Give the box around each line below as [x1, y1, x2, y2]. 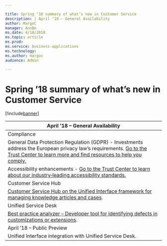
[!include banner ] [5, 110, 39, 117]
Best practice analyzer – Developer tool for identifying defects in [7, 210, 158, 217]
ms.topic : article [5, 35, 43, 40]
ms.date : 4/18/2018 [5, 30, 46, 35]
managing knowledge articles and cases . [7, 194, 103, 201]
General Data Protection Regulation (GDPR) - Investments [7, 139, 143, 146]
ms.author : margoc [5, 53, 43, 58]
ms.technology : [5, 48, 37, 54]
